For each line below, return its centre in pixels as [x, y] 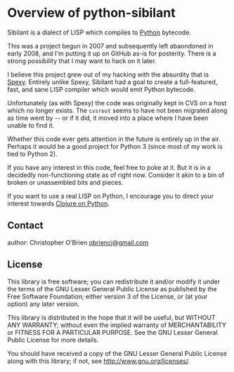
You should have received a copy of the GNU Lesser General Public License [117, 353]
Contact [25, 226]
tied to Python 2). [32, 154]
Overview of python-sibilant [91, 13]
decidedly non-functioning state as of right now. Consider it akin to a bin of [116, 175]
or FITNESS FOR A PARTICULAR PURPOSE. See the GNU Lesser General [112, 332]
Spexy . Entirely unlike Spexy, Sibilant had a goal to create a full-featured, [112, 81]
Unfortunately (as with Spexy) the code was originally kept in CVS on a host [117, 102]
